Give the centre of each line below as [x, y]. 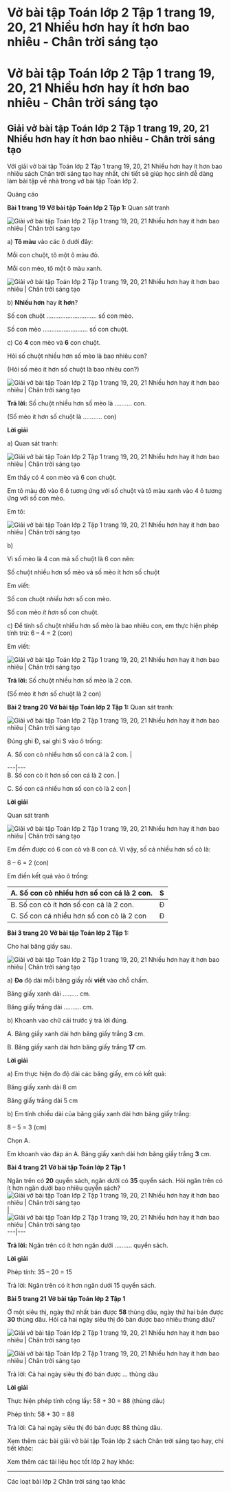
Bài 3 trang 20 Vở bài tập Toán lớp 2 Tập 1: [68, 933]
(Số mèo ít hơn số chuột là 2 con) [54, 694]
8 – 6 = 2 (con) [28, 863]
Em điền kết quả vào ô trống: [48, 876]
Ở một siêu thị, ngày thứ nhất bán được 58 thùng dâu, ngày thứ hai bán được [115, 1312]
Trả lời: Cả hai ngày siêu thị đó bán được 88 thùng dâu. [85, 1428]
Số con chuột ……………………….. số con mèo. [70, 316]
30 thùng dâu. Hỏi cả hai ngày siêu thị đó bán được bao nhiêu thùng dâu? [111, 1320]
